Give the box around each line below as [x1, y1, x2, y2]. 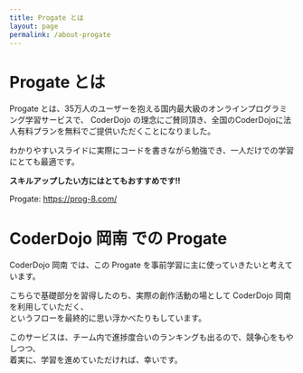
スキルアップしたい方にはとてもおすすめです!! [9, 175, 181, 186]
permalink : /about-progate [9, 30, 111, 39]
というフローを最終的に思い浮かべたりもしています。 [9, 312, 206, 323]
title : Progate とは [9, 13, 84, 23]
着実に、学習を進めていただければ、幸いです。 [9, 354, 183, 366]
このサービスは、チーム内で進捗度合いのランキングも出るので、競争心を [9, 331, 279, 343]
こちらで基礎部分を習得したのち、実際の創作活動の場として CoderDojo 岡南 [9, 290, 292, 301]
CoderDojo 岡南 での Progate [9, 228, 228, 248]
